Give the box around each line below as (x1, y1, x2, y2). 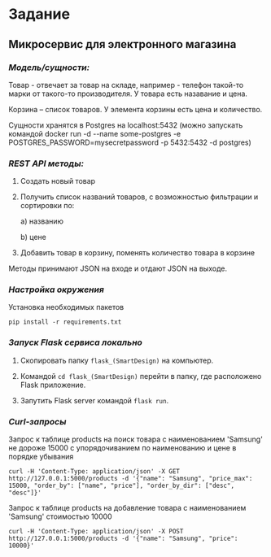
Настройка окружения (8, 284, 104, 295)
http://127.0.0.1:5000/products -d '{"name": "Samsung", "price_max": (8, 475, 253, 483)
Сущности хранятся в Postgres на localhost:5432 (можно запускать (8, 120, 243, 130)
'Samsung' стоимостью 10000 (8, 511, 112, 521)
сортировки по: (20, 201, 75, 211)
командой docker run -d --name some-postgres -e (8, 128, 181, 138)
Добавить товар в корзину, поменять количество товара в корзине (20, 248, 255, 258)
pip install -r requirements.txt (8, 318, 122, 326)
